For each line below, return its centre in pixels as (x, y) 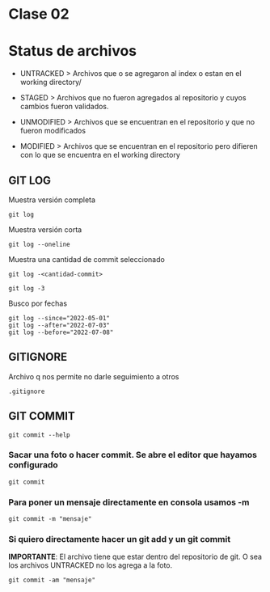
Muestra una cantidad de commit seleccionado (87, 259)
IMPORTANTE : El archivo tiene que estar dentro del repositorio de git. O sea (135, 557)
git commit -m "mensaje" (50, 519)
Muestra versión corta (45, 229)
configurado (33, 465)
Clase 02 (39, 14)
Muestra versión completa (52, 200)
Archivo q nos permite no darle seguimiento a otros (94, 376)
